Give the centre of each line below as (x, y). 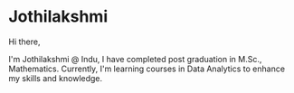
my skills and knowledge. (56, 78)
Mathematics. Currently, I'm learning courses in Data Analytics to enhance (147, 69)
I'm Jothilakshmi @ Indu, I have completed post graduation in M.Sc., (135, 59)
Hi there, (24, 42)
